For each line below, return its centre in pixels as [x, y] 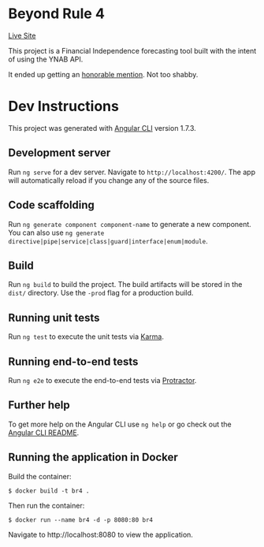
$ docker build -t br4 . [49, 491]
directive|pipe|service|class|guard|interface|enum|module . [108, 240]
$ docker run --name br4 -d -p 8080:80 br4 [81, 520]
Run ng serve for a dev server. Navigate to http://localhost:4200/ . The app [132, 172]
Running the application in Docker [93, 458]
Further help [39, 406]
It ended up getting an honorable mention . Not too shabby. [103, 74]
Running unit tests [54, 317]
